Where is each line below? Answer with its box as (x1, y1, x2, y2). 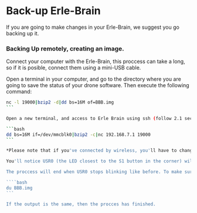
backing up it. (6, 29, 39, 36)
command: (6, 88, 32, 95)
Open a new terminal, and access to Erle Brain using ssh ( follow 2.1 (6, 115, 182, 121)
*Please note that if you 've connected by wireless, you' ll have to (6, 148, 177, 154)
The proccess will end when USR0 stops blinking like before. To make (6, 169, 182, 175)
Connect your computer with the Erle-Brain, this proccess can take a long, (6, 58, 186, 65)
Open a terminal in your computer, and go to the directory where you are (6, 75, 182, 83)
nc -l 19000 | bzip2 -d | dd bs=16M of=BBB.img (6, 99, 114, 105)
